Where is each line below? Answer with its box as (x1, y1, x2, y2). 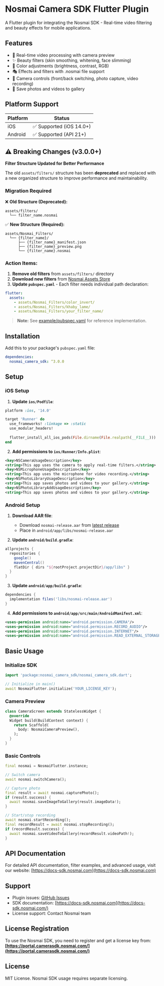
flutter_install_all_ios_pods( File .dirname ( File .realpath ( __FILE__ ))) (9, 435, 156, 440)
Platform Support (5, 100, 59, 108)
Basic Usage (5, 647, 44, 655)
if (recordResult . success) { (5, 827, 64, 831)
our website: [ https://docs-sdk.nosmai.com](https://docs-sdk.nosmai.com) (5, 867, 156, 874)
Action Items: (5, 259, 38, 266)
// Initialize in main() (5, 681, 56, 686)
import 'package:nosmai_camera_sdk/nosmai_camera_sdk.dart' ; (5, 673, 132, 677)
